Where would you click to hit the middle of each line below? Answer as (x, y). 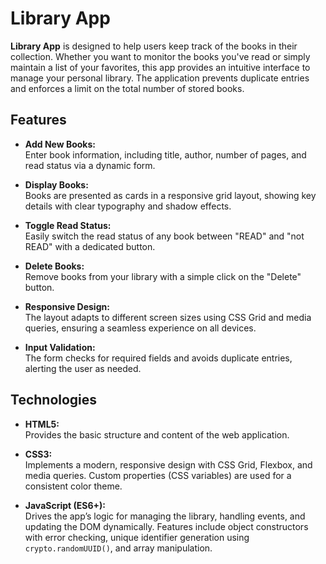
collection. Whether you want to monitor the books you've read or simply (160, 56)
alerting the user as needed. (83, 368)
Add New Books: (60, 144)
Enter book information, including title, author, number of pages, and (165, 154)
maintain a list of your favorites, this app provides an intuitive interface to (160, 67)
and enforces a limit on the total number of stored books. (127, 88)
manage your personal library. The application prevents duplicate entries (160, 78)
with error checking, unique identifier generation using (137, 537)
